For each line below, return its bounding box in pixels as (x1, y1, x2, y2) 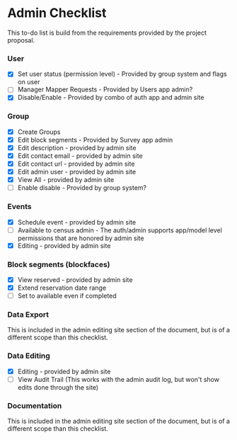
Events (7, 202, 32, 212)
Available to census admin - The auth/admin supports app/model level (17, 225, 223, 235)
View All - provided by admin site (17, 176, 115, 184)
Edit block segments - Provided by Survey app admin (17, 135, 173, 144)
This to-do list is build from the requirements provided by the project (7, 28, 207, 37)
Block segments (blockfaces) (7, 259, 111, 269)
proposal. (7, 35, 35, 44)
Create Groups (17, 128, 61, 136)
